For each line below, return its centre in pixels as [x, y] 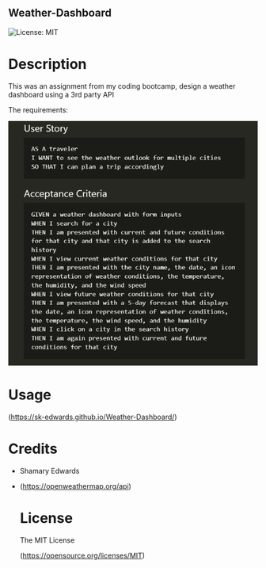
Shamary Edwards [49, 471]
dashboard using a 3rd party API [61, 94]
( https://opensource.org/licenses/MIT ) [82, 555]
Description [47, 64]
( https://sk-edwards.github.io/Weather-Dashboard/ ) [93, 417]
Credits [33, 449]
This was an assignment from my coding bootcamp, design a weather [122, 86]
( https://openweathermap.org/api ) [76, 486]
